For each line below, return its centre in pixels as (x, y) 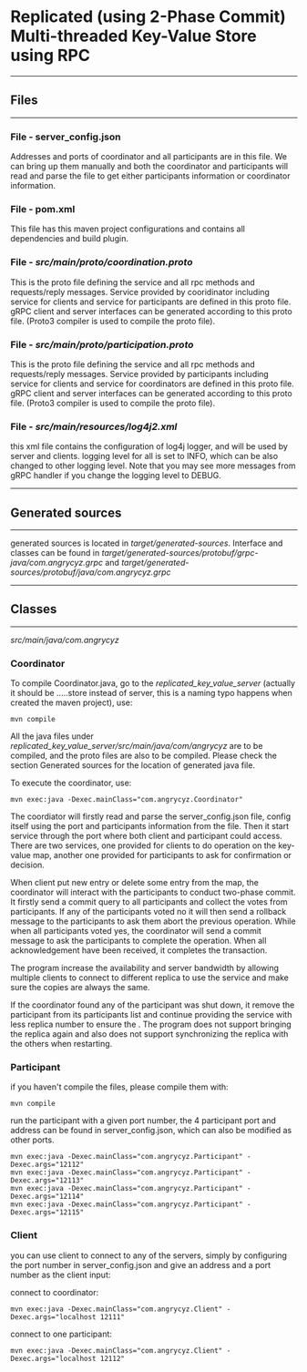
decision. (27, 865)
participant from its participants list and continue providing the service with (151, 1015)
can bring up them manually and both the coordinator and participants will (149, 167)
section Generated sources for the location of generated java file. (133, 765)
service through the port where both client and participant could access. (147, 836)
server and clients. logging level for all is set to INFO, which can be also (144, 456)
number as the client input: (61, 1275)
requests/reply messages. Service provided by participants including (140, 374)
